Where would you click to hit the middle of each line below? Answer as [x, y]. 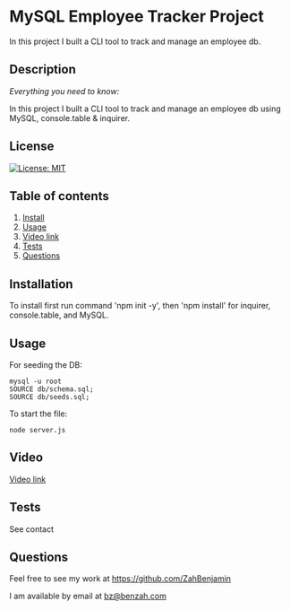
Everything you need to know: [64, 91]
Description [43, 70]
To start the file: [38, 414]
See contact [31, 529]
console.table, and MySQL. [59, 315]
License [32, 147]
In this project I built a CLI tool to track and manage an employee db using [145, 109]
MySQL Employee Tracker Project [136, 17]
